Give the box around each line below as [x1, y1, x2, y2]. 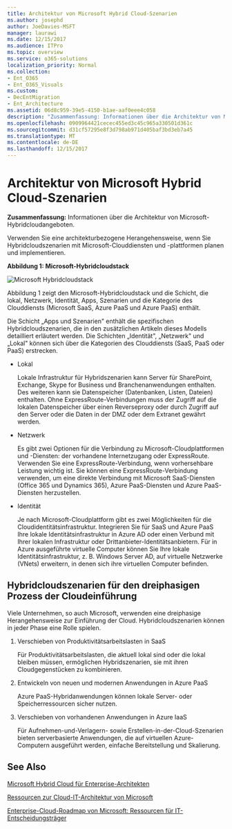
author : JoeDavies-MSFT [7, 23, 76, 30]
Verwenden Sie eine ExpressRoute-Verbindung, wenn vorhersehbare [17, 459, 213, 467]
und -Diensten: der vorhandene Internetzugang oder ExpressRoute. [17, 451, 209, 460]
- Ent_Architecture [7, 101, 64, 107]
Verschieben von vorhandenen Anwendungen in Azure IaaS [17, 713, 188, 721]
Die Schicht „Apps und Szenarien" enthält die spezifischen [7, 317, 174, 325]
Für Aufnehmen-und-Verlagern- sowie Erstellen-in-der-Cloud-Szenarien [17, 726, 224, 735]
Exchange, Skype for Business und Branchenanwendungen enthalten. [17, 381, 216, 389]
